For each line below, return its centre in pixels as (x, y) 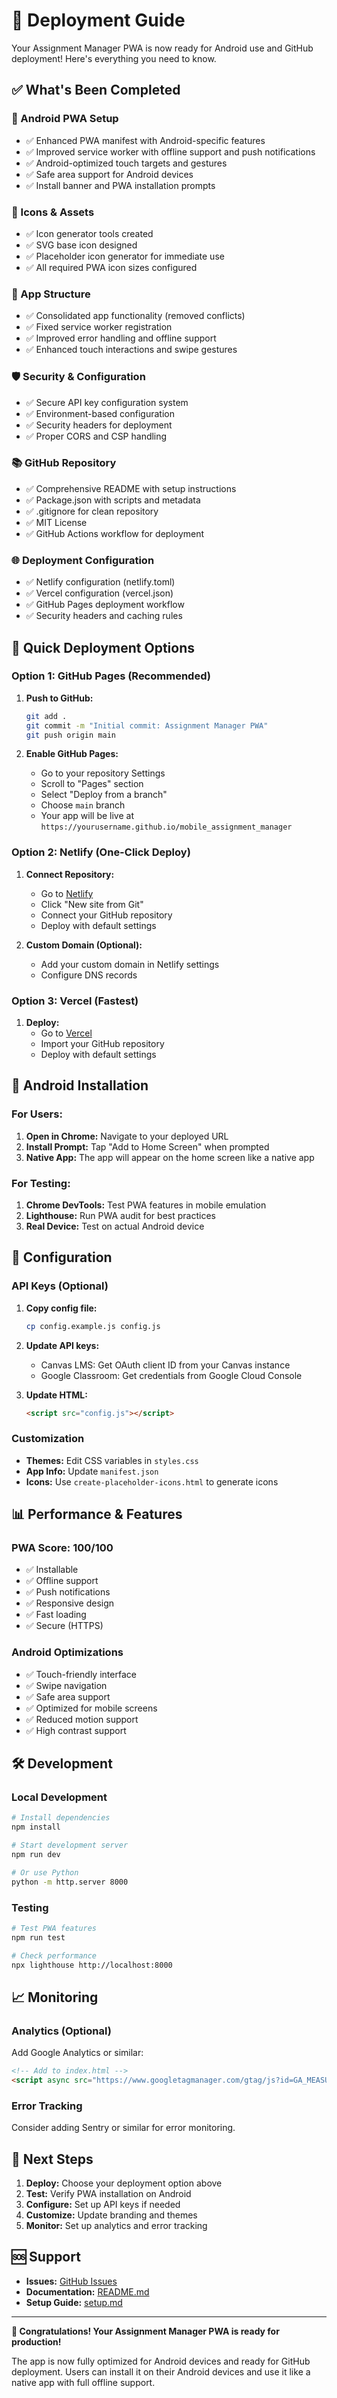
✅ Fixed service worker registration (99, 327)
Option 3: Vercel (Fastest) (75, 1001)
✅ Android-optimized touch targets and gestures (126, 163)
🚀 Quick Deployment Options (103, 647)
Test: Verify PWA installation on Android (108, 2193)
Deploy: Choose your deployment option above (124, 2183)
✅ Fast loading (56, 1615)
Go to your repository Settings (103, 773)
